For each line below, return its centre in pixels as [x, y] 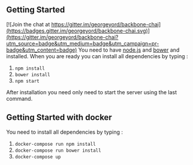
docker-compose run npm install [55, 144]
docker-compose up [38, 157]
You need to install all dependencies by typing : [65, 132]
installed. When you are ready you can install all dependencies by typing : [97, 56]
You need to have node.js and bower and [129, 50]
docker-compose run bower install [58, 150]
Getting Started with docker [59, 117]
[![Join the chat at [28, 24]
